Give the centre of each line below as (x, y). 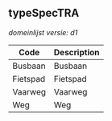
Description (77, 52)
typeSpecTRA (44, 13)
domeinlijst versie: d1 (43, 32)
